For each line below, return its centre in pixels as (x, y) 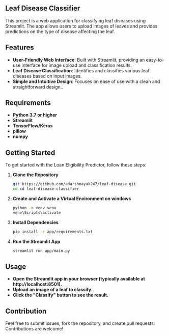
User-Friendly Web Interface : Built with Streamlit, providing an (79, 60)
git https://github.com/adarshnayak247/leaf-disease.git (74, 184)
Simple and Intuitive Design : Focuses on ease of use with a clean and (86, 81)
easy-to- (155, 60)
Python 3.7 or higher (35, 115)
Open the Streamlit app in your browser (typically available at (79, 279)
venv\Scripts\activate (37, 213)
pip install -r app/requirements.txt (53, 232)
